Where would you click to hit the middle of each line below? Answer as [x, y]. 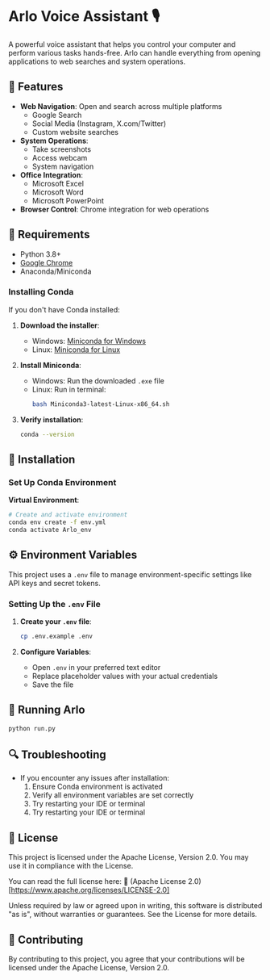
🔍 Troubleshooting [57, 754]
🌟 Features [36, 87]
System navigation [63, 166]
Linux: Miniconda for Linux [76, 350]
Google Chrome [46, 262]
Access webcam [60, 157]
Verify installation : [52, 419]
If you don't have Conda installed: [64, 309]
